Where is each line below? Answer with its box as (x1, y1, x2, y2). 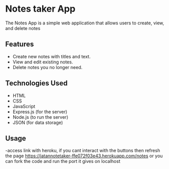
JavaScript (12, 103, 36, 109)
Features (5, 40, 34, 49)
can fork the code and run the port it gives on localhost (5, 158, 121, 164)
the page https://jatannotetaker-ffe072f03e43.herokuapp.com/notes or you (5, 153, 163, 159)
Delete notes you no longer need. (12, 64, 83, 70)
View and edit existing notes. (12, 59, 74, 65)
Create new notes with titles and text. (12, 53, 91, 59)
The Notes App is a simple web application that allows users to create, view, (5, 20, 164, 26)
